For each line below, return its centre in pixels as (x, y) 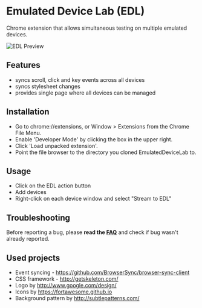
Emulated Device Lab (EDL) (76, 11)
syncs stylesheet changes (47, 86)
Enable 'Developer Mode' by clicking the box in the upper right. (94, 139)
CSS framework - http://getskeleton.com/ (67, 279)
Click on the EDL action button (53, 186)
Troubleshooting (38, 217)
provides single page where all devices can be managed (85, 93)
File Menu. (28, 133)
